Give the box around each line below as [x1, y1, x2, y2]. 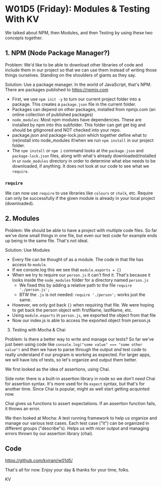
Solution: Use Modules [5, 247, 50, 253]
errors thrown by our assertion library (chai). [5, 430, 93, 436]
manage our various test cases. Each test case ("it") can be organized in [5, 420, 149, 426]
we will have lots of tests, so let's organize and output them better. [5, 356, 137, 362]
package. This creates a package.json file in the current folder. [12, 101, 136, 107]
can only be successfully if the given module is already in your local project [5, 195, 155, 201]
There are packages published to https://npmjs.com [5, 86, 109, 93]
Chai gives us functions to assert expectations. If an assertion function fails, [5, 400, 156, 406]
